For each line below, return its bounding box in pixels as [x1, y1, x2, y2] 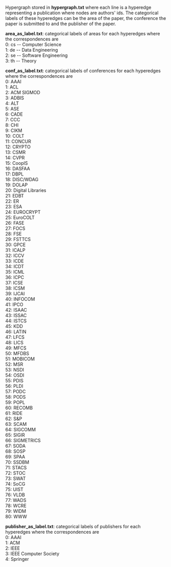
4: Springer [5, 556, 29, 562]
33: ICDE [5, 258, 24, 264]
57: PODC [5, 388, 26, 395]
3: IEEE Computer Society [5, 551, 60, 557]
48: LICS [5, 340, 24, 345]
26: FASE [5, 220, 25, 226]
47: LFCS [5, 334, 25, 340]
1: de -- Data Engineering [5, 47, 58, 53]
